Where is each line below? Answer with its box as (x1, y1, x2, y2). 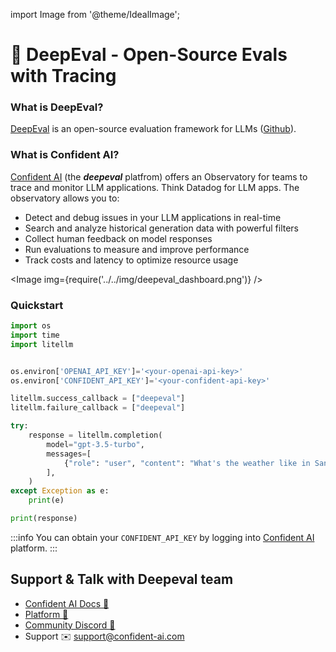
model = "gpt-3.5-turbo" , (46, 439, 145, 449)
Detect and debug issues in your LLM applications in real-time (24, 211, 282, 223)
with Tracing (10, 65, 117, 88)
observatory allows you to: (10, 192, 120, 204)
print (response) (10, 514, 78, 524)
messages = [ (46, 449, 92, 459)
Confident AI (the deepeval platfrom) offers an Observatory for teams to (10, 170, 308, 183)
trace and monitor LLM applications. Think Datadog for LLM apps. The (10, 181, 300, 193)
